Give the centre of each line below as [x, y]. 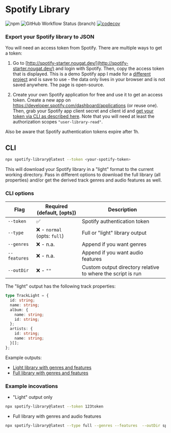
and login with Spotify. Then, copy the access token [110, 69]
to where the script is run [111, 274]
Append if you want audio [112, 252]
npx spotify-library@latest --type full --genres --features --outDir [83, 425]
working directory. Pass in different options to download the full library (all [83, 174]
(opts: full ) [50, 236]
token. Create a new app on [42, 100]
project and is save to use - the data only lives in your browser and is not [89, 80]
